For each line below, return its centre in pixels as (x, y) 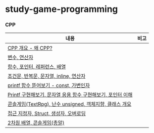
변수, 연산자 (21, 57)
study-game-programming (61, 9)
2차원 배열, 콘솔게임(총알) (36, 123)
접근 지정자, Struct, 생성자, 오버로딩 (47, 114)
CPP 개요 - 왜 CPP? (30, 48)
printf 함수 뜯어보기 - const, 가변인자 (49, 86)
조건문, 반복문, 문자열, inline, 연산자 (47, 76)
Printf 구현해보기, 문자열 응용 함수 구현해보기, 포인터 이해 (70, 95)
